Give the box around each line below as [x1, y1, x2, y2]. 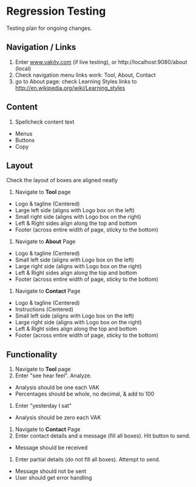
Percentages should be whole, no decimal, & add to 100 [15, 390, 155, 397]
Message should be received [15, 444, 88, 452]
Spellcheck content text [15, 118, 75, 126]
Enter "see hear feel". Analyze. [15, 372, 92, 379]
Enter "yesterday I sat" [15, 402, 72, 410]
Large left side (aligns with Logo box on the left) [15, 207, 135, 214]
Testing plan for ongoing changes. [6, 24, 92, 32]
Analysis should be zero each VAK [15, 414, 101, 421]
